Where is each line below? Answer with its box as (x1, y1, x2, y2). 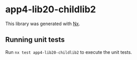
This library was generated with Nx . (5, 21, 80, 27)
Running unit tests (5, 35, 65, 44)
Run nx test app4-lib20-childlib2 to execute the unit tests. (5, 49, 132, 55)
